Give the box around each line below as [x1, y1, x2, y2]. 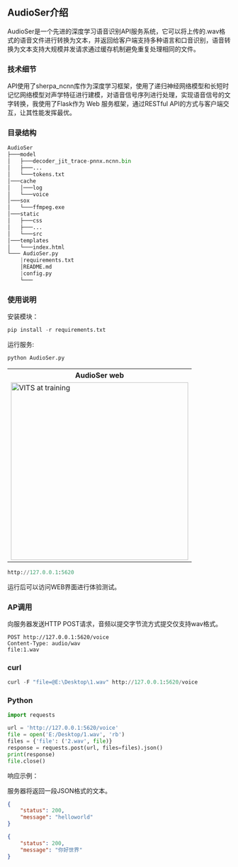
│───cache [7, 177, 37, 185]
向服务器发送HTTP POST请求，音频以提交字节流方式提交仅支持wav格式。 [7, 620, 222, 628]
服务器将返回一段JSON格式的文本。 [7, 786, 112, 795]
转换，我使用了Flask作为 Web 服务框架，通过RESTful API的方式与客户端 [13, 99, 223, 108]
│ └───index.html [7, 244, 65, 251]
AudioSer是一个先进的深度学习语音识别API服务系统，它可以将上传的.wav [7, 27, 220, 36]
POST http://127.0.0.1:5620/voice [7, 634, 110, 641]
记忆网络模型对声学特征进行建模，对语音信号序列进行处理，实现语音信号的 [7, 91, 225, 99]
